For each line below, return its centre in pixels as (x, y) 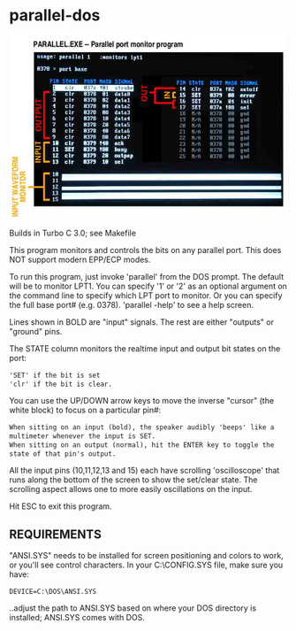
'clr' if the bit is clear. (61, 385)
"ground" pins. (36, 332)
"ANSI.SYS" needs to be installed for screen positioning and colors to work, (147, 555)
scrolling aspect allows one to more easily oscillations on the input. (131, 489)
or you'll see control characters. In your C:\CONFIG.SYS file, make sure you (146, 565)
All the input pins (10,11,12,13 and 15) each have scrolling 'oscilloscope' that (144, 471)
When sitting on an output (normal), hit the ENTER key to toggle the (142, 445)
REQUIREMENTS (55, 534)
